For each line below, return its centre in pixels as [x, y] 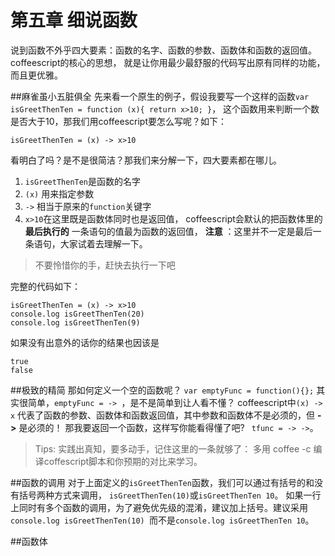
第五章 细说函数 [74, 20]
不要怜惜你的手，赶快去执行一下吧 [105, 265]
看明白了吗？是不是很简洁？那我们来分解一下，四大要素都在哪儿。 [146, 160]
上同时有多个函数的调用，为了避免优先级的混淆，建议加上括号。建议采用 [159, 507]
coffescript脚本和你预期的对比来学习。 [123, 461]
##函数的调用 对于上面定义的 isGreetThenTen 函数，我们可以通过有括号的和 [162, 482]
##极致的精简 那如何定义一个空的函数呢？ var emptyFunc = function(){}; [162, 390]
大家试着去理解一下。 [103, 243]
